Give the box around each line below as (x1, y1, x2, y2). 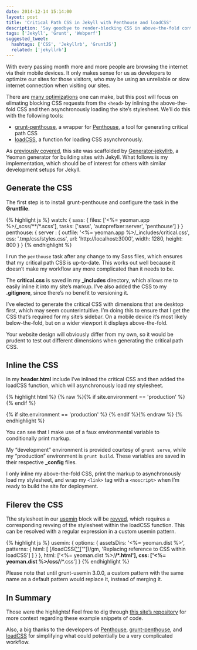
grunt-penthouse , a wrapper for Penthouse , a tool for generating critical (14, 123, 189, 130)
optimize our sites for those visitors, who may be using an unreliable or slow (6, 75, 190, 82)
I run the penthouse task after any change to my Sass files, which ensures (6, 252, 183, 259)
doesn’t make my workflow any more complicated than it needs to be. (6, 265, 175, 272)
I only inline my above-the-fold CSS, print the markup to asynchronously (6, 470, 181, 477)
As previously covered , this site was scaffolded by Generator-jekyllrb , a (6, 147, 179, 154)
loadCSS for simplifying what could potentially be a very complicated (6, 632, 173, 639)
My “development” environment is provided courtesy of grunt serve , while (6, 446, 186, 454)
